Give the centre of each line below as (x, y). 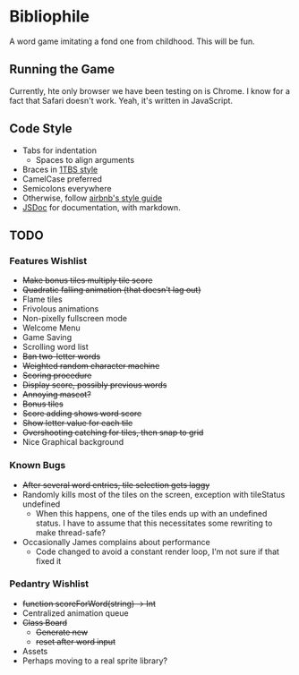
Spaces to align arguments (85, 159)
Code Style (41, 128)
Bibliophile (50, 17)
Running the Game (62, 69)
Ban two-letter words (61, 356)
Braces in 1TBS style (60, 169)
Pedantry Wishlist (49, 584)
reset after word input (76, 641)
